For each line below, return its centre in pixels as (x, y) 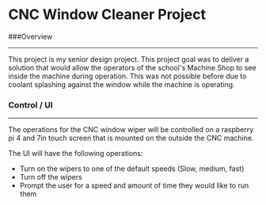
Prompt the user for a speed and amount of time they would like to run (134, 186)
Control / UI (30, 104)
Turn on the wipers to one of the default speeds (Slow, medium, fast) (132, 169)
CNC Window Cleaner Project (107, 15)
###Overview (30, 36)
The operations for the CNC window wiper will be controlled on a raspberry (131, 130)
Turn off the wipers (51, 177)
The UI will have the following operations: (76, 154)
